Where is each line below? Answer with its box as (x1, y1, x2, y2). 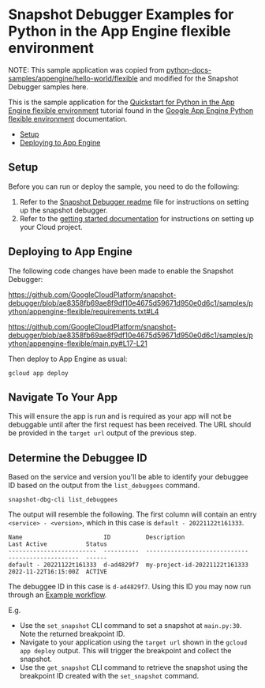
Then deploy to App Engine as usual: (8, 354, 128, 363)
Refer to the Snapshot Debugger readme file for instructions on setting (19, 197, 249, 206)
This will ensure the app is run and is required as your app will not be (8, 412, 232, 421)
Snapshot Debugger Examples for (8, 6, 234, 24)
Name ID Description (8, 533, 185, 542)
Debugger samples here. (8, 81, 89, 92)
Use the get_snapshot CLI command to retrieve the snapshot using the (19, 663, 248, 672)
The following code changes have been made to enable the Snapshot (8, 266, 234, 276)
